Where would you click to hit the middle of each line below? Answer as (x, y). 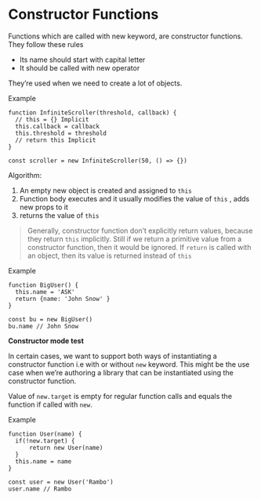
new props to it (44, 207)
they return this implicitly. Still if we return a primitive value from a (134, 239)
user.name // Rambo (40, 489)
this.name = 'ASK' (45, 292)
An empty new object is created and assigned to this (105, 190)
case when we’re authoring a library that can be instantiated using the (121, 372)
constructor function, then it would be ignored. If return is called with (139, 247)
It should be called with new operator (80, 67)
